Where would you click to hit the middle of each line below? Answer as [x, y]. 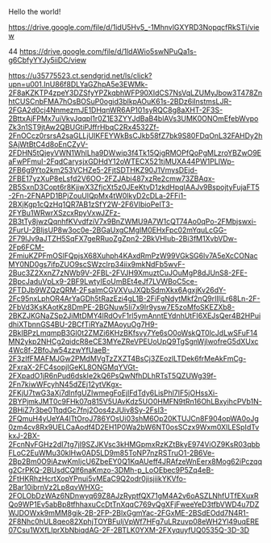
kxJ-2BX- [24, 436]
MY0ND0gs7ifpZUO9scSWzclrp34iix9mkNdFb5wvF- [97, 264]
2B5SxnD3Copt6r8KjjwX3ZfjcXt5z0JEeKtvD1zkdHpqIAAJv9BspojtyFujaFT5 [134, 187]
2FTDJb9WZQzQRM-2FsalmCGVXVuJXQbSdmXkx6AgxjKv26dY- [117, 290]
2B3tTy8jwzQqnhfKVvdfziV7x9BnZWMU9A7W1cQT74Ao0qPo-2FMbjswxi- [132, 221]
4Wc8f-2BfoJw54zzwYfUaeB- [59, 350]
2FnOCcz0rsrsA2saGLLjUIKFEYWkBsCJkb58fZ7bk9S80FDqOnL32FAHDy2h [135, 136]
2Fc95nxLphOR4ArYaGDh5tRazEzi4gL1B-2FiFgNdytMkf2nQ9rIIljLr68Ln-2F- [134, 299]
